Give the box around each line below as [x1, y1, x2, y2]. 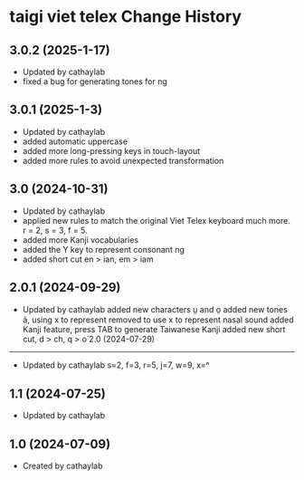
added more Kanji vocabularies [22, 234, 138, 245]
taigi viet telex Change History [9, 6, 242, 27]
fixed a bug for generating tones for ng [22, 76, 167, 87]
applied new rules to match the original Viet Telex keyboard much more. [22, 215, 291, 226]
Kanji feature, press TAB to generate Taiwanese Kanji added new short [22, 324, 286, 335]
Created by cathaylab [22, 460, 103, 472]
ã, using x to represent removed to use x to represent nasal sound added [22, 314, 294, 325]
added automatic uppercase [22, 136, 128, 147]
